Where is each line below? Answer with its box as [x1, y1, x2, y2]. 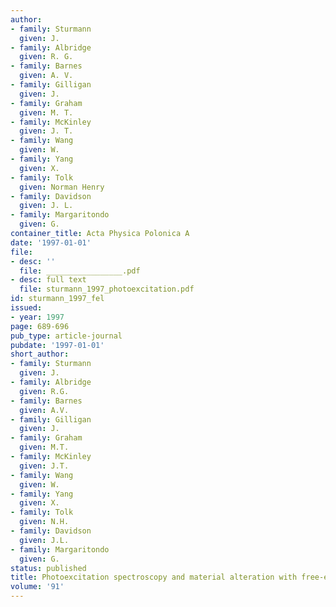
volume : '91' [10, 582, 65, 592]
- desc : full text [10, 275, 87, 285]
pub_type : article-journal [10, 331, 123, 341]
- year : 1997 [10, 312, 65, 322]
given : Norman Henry [19, 182, 105, 192]
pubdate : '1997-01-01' [10, 340, 105, 350]
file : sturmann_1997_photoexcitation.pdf [19, 284, 195, 295]
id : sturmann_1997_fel [10, 294, 105, 304]
